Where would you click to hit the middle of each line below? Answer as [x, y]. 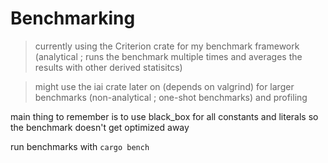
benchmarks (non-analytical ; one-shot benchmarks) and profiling [171, 97]
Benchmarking [73, 18]
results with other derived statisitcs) [108, 67]
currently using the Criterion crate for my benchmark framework [167, 46]
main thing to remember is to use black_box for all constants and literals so [164, 116]
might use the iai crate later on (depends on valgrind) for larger [164, 86]
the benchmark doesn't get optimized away [100, 127]
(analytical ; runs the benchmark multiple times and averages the [168, 56]
